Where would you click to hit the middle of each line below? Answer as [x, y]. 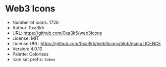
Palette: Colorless [30, 54]
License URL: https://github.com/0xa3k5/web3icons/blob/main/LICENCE [86, 43]
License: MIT [26, 38]
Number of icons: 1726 [35, 22]
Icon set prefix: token [34, 59]
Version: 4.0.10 [27, 49]
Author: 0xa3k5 [28, 27]
